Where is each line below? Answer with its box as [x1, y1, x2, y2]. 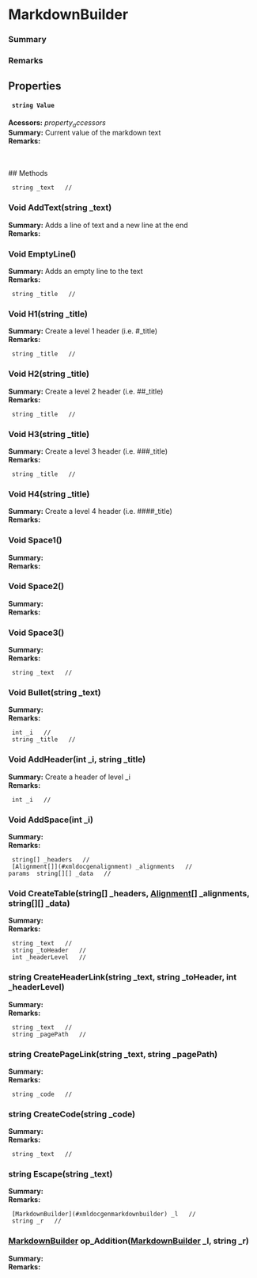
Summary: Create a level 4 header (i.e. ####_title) [8, 507, 172, 516]
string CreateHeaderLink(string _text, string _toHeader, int [8, 972, 237, 983]
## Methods [8, 169, 48, 178]
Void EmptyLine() [8, 248, 77, 259]
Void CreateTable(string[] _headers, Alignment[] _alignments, [8, 888, 250, 899]
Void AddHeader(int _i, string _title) [8, 754, 146, 765]
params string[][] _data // [8, 869, 111, 877]
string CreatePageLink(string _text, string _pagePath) [8, 1048, 218, 1059]
